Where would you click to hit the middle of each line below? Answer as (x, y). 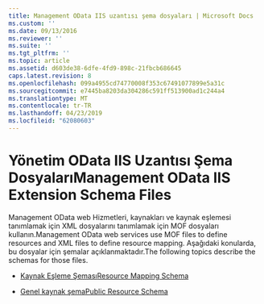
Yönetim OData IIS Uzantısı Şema (121, 161)
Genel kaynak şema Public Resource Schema (94, 291)
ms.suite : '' (30, 46)
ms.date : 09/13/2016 (43, 31)
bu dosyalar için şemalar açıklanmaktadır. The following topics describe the (132, 252)
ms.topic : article (39, 61)
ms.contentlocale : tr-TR (50, 106)
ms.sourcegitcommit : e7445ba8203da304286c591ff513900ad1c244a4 (117, 91)
